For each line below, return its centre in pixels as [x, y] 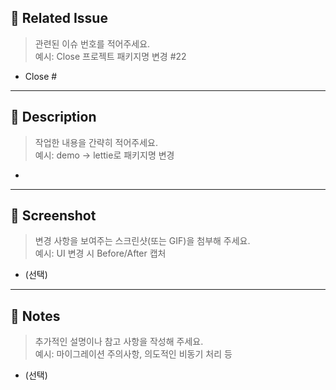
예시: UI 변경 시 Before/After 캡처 [100, 253]
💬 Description [53, 117]
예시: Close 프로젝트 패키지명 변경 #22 [110, 56]
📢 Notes [35, 316]
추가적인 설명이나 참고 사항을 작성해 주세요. [119, 342]
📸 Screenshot [53, 216]
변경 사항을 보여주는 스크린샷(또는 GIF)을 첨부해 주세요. [142, 241]
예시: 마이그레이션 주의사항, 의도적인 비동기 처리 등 [133, 354]
